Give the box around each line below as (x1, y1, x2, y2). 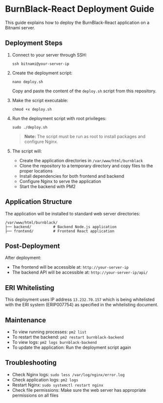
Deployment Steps (5, 39, 62, 47)
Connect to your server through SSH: (12, 52, 87, 58)
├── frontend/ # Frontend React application (5, 229, 115, 233)
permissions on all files (12, 392, 59, 398)
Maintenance (5, 316, 46, 324)
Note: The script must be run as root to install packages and (24, 133, 145, 139)
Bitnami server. (5, 24, 36, 30)
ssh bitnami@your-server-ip (12, 61, 69, 66)
